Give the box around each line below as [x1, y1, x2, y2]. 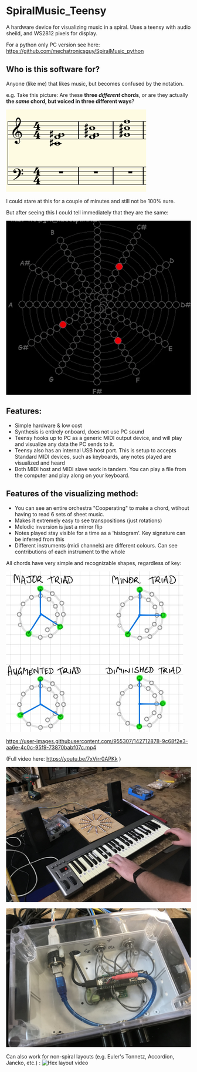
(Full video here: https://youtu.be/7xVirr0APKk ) [6, 755, 121, 762]
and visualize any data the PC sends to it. [14, 441, 114, 448]
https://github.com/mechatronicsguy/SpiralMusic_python [6, 47, 144, 54]
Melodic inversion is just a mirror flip [14, 523, 103, 530]
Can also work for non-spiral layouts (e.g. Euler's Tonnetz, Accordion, [6, 1053, 175, 1060]
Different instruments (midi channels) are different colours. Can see [14, 542, 178, 549]
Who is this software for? [6, 65, 100, 75]
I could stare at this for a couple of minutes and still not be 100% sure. [6, 197, 175, 204]
